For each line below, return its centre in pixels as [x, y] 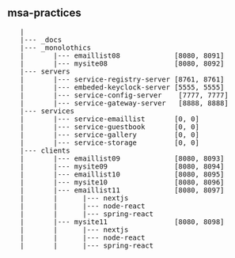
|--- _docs [41, 40]
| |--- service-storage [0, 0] [110, 142]
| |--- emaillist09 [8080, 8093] [122, 158]
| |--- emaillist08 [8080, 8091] [122, 55]
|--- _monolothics [56, 47]
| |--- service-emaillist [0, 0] [110, 119]
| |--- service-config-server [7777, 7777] [124, 95]
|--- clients [45, 150]
